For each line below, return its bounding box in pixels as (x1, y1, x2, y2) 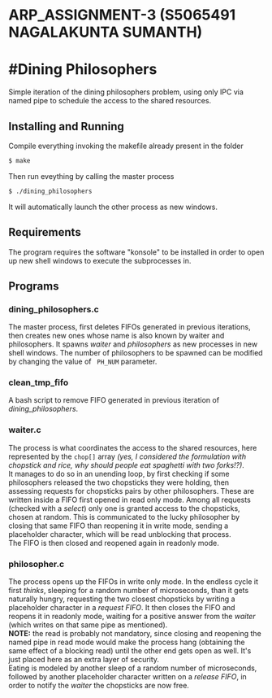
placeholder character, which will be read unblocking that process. (8, 529, 231, 539)
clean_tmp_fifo (8, 377, 69, 388)
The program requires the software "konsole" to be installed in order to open (8, 246, 265, 257)
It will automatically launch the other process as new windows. (8, 202, 218, 212)
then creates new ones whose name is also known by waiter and (8, 331, 225, 341)
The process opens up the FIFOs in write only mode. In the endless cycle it (8, 577, 258, 587)
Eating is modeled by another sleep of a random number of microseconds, (8, 663, 257, 673)
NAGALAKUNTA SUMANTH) (8, 23, 203, 41)
